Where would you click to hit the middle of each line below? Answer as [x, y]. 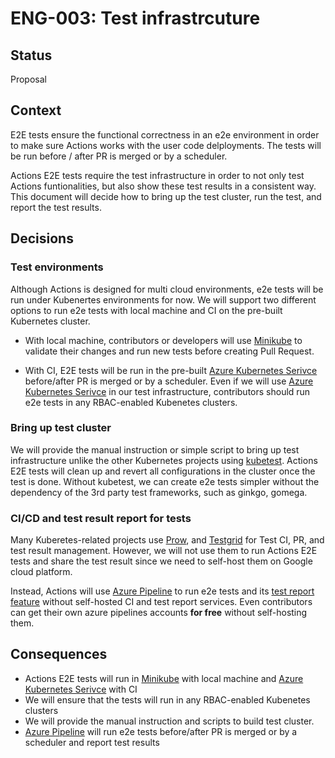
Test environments [57, 267]
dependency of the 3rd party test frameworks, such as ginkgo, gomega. [159, 492]
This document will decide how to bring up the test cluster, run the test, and [166, 196]
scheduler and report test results [92, 742]
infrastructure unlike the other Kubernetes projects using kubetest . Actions [164, 460]
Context [36, 110]
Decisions [42, 238]
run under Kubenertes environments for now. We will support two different [163, 299]
